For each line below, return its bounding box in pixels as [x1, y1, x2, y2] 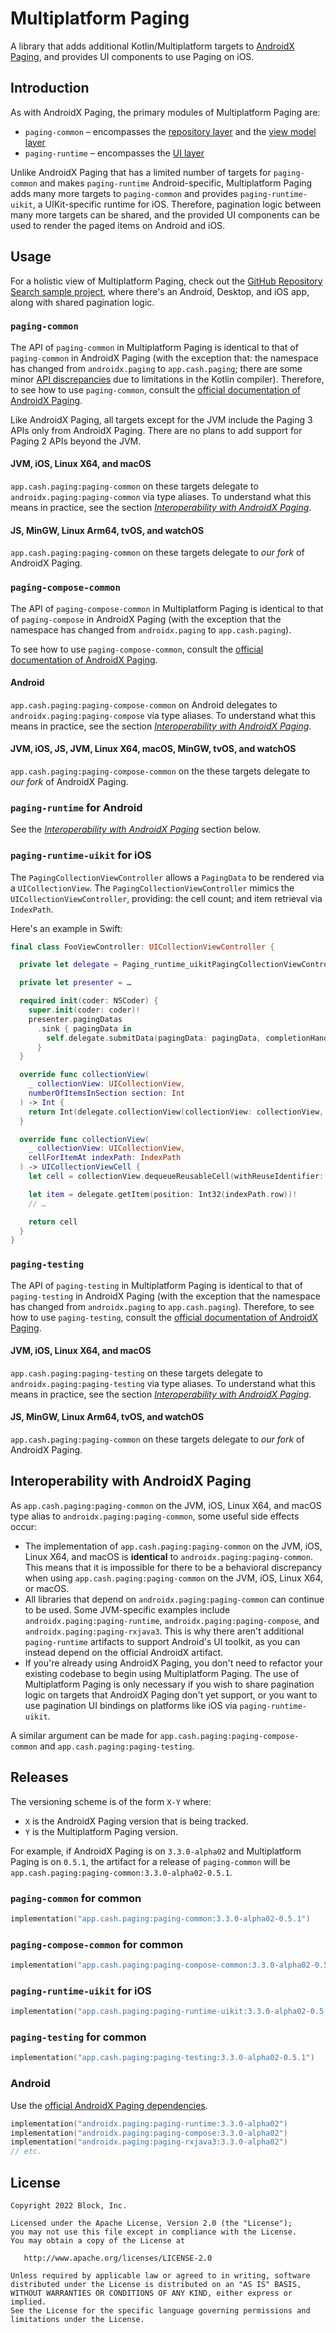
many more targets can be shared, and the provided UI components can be [10, 208, 320, 221]
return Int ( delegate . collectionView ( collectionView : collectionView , [28, 1107, 325, 1117]
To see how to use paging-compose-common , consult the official [10, 643, 264, 655]
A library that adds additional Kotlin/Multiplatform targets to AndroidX [10, 40, 295, 52]
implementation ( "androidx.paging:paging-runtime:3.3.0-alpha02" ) [10, 2118, 288, 2129]
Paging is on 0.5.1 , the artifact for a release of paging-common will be [10, 1855, 291, 1867]
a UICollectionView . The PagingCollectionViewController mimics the [10, 882, 295, 894]
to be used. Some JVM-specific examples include [24, 1603, 231, 1616]
